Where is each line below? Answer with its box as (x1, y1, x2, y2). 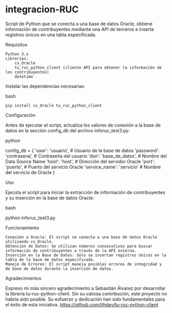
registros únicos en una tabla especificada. (5, 31, 97, 38)
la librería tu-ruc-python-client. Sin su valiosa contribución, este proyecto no (5, 290, 167, 297)
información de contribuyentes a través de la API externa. (5, 248, 137, 253)
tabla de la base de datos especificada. (5, 257, 95, 262)
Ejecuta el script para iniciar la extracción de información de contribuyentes (5, 189, 165, 195)
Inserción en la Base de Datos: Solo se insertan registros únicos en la (5, 252, 167, 258)
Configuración (5, 112, 36, 118)
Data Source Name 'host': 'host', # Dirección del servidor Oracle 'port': (5, 158, 155, 164)
